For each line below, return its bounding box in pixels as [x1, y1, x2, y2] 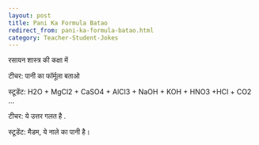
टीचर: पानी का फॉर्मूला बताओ [8, 71, 81, 81]
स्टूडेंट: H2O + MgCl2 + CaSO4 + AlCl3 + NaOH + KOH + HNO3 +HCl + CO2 [8, 87, 252, 97]
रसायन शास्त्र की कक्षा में [8, 55, 69, 65]
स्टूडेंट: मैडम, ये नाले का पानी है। [8, 128, 90, 137]
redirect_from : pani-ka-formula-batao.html [8, 26, 154, 34]
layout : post [8, 11, 51, 20]
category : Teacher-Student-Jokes [8, 33, 119, 42]
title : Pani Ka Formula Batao [8, 19, 109, 27]
